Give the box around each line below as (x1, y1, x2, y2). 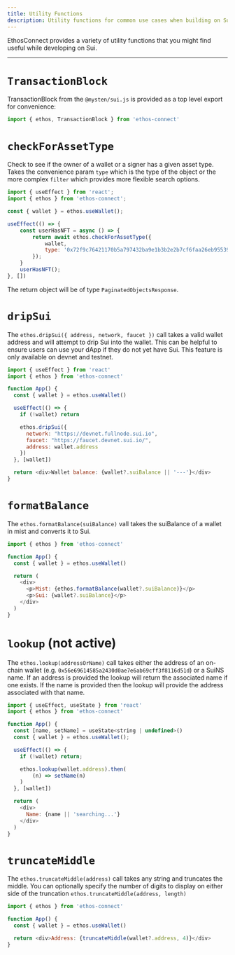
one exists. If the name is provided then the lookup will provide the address (7, 680, 224, 689)
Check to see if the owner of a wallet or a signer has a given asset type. (7, 160, 214, 169)
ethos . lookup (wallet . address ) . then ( (20, 765, 127, 773)
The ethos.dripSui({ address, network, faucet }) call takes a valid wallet (7, 330, 223, 338)
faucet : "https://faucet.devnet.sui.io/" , (25, 437, 152, 444)
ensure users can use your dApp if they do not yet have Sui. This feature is (7, 345, 222, 354)
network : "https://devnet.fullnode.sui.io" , (25, 430, 158, 437)
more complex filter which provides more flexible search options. (7, 175, 201, 184)
